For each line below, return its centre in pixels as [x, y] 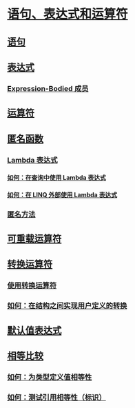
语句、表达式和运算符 [68, 14]
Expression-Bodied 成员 [48, 88]
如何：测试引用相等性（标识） [57, 397]
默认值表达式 [34, 330]
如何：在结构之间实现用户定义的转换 [67, 306]
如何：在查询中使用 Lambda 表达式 [57, 178]
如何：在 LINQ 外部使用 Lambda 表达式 [62, 194]
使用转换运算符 [32, 285]
